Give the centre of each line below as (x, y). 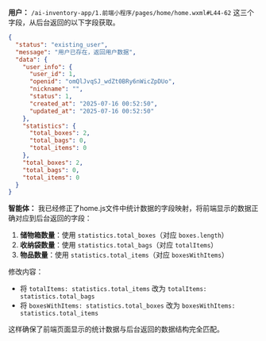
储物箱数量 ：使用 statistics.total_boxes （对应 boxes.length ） (124, 235)
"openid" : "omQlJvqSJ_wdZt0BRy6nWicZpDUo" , (102, 82)
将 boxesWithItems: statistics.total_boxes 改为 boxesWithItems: (127, 305)
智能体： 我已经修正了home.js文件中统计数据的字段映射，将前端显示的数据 (130, 209)
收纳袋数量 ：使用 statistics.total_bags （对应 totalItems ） (119, 245)
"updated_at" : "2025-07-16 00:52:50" (92, 111)
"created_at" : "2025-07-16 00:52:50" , (93, 103)
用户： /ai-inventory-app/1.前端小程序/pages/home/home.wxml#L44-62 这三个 (131, 12)
